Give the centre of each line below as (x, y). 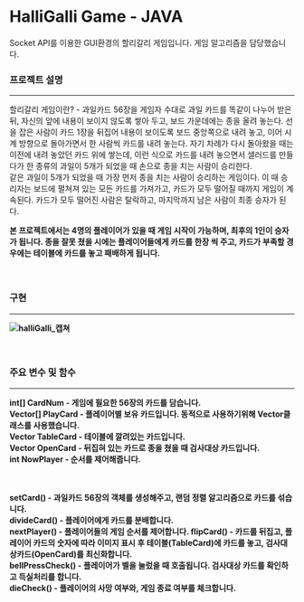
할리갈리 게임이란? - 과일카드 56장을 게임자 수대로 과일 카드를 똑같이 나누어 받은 (151, 109)
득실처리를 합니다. (50, 577)
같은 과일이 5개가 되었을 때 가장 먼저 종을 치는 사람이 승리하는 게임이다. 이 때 (144, 177)
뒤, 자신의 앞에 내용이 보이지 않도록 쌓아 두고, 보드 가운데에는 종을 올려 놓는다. (147, 121)
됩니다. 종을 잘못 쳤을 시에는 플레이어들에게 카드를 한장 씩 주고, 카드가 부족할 (152, 242)
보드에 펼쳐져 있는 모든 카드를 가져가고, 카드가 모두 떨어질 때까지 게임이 (159, 189)
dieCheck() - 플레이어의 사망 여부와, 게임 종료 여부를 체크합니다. (123, 588)
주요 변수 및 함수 (43, 372)
